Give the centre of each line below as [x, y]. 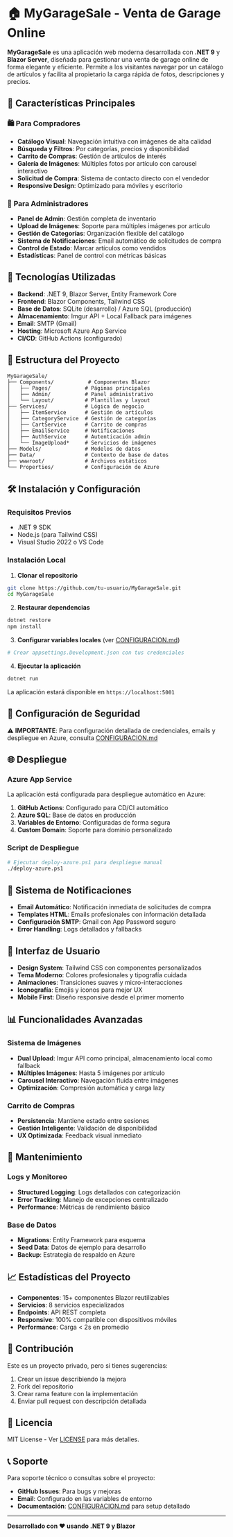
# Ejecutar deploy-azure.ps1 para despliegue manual [85, 862]
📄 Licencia [30, 1423]
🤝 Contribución [41, 1349]
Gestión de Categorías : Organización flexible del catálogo [101, 233]
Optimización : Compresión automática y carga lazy [91, 1088]
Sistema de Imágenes [44, 1043]
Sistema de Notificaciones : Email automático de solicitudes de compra [119, 241]
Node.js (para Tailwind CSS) [58, 535]
